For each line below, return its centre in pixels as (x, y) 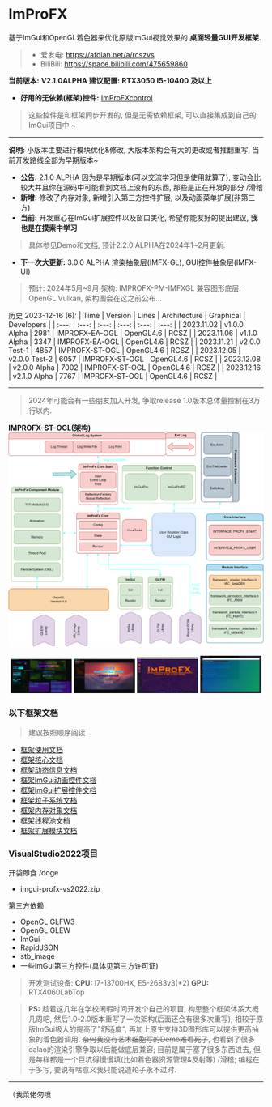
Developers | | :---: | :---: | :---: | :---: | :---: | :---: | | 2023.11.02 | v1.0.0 (126, 324)
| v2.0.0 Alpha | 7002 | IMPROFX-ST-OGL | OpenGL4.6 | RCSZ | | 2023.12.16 (135, 367)
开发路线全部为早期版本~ (57, 160)
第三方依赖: (28, 906)
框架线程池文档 (45, 820)
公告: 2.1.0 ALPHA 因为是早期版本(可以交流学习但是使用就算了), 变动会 (137, 177)
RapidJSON (39, 947)
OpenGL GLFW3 (47, 922)
